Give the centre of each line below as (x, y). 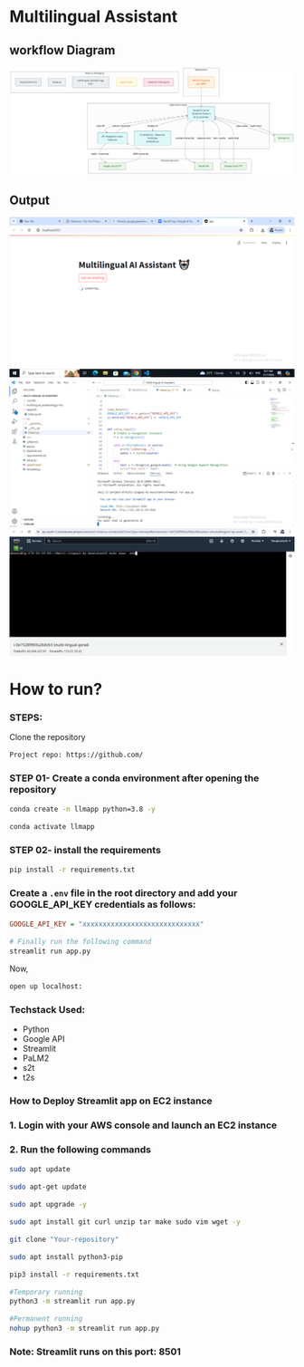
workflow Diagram (62, 50)
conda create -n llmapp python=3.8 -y (82, 809)
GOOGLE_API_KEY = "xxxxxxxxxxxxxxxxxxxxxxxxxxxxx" (107, 924)
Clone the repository (47, 737)
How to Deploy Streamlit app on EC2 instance (111, 1101)
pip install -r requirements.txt (72, 870)
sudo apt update (40, 1170)
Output (29, 200)
